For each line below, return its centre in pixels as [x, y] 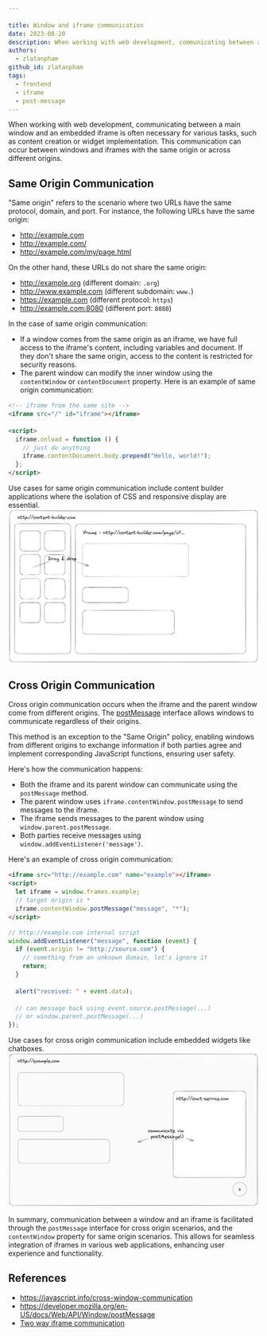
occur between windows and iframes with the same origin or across [120, 150]
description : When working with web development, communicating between [131, 42]
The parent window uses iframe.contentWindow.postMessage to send [132, 802]
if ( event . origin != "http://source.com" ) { [90, 949]
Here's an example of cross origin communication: [91, 859]
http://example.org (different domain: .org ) [90, 283]
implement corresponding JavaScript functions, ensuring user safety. [122, 754]
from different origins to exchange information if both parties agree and [125, 745]
